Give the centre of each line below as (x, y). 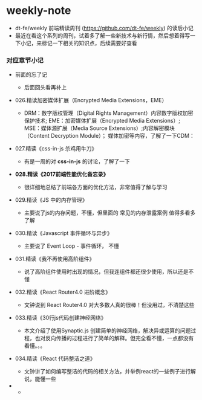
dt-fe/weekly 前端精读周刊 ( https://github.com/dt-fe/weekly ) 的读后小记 (104, 28)
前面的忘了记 (31, 75)
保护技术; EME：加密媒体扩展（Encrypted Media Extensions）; (102, 121)
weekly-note (39, 11)
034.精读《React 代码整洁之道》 (55, 359)
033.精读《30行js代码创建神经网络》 (60, 318)
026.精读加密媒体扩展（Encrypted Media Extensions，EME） (91, 100)
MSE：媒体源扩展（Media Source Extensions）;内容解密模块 (99, 128)
